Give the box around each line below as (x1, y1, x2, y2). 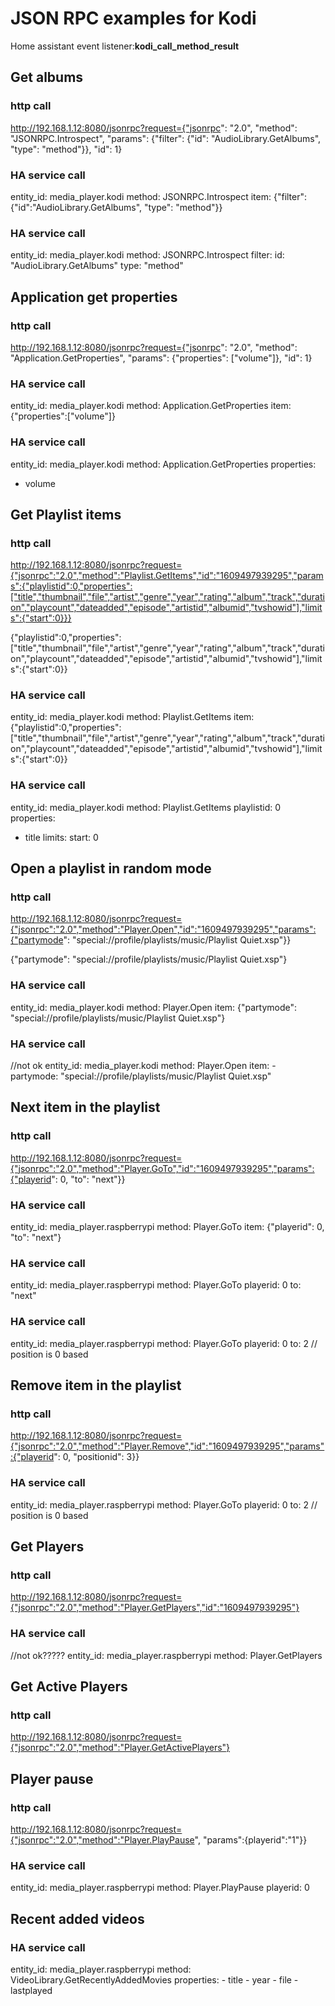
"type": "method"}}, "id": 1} (10, 143, 123, 155)
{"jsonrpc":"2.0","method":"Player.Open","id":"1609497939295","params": (10, 923, 317, 936)
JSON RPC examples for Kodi (10, 7, 257, 30)
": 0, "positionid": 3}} (53, 1451, 140, 1463)
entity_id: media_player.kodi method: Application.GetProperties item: (10, 400, 292, 412)
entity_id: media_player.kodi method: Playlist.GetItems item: (10, 711, 255, 723)
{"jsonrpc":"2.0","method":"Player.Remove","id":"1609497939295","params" (10, 1440, 325, 1452)
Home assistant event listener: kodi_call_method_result (10, 40, 240, 52)
